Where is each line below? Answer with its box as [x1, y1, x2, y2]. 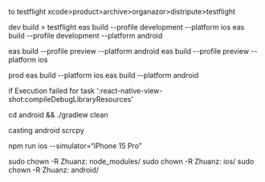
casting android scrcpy [8, 126, 84, 135]
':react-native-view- [96, 86, 163, 95]
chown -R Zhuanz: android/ [8, 165, 99, 175]
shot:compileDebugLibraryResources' [8, 95, 134, 103]
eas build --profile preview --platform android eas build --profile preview [8, 47, 250, 55]
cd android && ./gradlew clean [8, 110, 108, 119]
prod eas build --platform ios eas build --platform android [8, 71, 199, 79]
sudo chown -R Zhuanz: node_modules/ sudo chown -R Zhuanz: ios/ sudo [8, 156, 255, 166]
